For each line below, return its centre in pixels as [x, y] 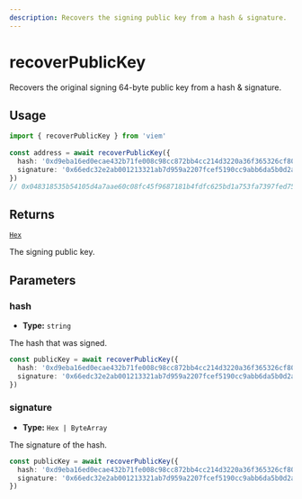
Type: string [47, 326]
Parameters [43, 280]
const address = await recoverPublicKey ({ [90, 153]
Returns [32, 214]
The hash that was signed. [58, 343]
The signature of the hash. [58, 445]
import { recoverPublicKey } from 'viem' [88, 136]
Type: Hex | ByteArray [65, 427]
